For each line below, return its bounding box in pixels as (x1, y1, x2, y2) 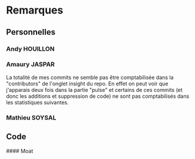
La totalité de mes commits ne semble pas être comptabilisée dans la (6, 74, 174, 81)
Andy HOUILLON (6, 45, 55, 53)
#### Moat (6, 147, 34, 154)
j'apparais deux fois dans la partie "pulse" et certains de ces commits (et (6, 86, 183, 93)
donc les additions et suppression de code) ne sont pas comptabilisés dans (6, 92, 190, 100)
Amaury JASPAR (6, 60, 55, 68)
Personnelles (6, 27, 56, 37)
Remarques (6, 4, 64, 17)
